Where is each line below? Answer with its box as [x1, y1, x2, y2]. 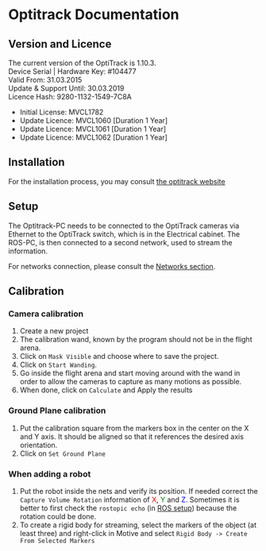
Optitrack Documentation [8, 6, 179, 24]
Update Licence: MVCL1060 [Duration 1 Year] [19, 116, 168, 125]
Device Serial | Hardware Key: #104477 [8, 67, 137, 76]
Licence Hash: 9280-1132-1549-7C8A [8, 92, 133, 101]
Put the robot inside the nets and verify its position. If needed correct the [19, 486, 258, 495]
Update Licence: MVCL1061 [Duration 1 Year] [19, 125, 167, 133]
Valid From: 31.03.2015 [8, 75, 83, 84]
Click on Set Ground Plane [19, 449, 106, 458]
